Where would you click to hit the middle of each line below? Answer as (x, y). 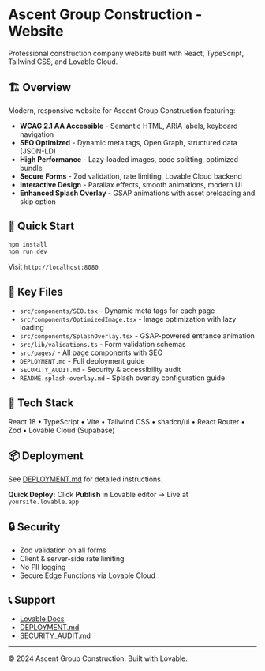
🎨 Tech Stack (41, 403)
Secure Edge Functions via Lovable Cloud (88, 575)
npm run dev (28, 252)
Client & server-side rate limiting (72, 558)
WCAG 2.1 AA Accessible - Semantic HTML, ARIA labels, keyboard (129, 126)
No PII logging (43, 567)
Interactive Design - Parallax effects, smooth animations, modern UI (131, 184)
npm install (28, 244)
